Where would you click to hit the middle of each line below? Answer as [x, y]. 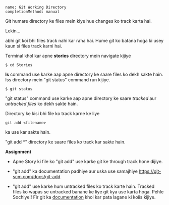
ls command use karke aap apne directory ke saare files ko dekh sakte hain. [84, 74]
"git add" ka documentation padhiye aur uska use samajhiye [75, 171]
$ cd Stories [19, 65]
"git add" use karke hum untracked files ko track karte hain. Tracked [83, 186]
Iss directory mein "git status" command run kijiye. [58, 80]
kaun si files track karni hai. [34, 46]
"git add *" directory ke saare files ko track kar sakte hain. [65, 142]
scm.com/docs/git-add [36, 176]
